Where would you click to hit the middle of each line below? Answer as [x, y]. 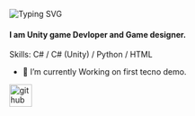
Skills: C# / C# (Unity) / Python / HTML [81, 55]
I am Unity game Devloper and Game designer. [98, 34]
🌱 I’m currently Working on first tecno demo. [104, 72]
